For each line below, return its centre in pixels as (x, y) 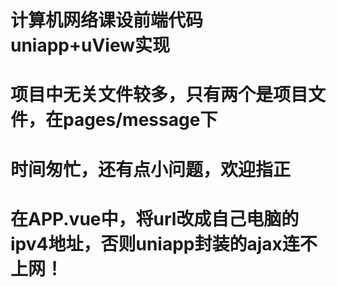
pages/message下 (140, 120)
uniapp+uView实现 (90, 45)
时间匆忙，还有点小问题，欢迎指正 (151, 169)
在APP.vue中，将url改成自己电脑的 (155, 218)
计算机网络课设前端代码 (107, 20)
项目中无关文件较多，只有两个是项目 (159, 95)
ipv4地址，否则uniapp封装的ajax (146, 243)
